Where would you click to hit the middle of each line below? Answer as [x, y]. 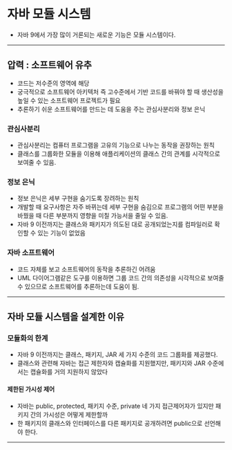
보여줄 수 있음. [37, 163]
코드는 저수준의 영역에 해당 [53, 83]
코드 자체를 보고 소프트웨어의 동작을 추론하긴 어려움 [86, 269]
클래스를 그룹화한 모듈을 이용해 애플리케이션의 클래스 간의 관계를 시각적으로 [119, 154]
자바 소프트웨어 [31, 253]
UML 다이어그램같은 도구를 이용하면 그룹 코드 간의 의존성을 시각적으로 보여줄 [120, 278]
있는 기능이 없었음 [62, 233]
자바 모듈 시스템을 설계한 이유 [66, 317]
